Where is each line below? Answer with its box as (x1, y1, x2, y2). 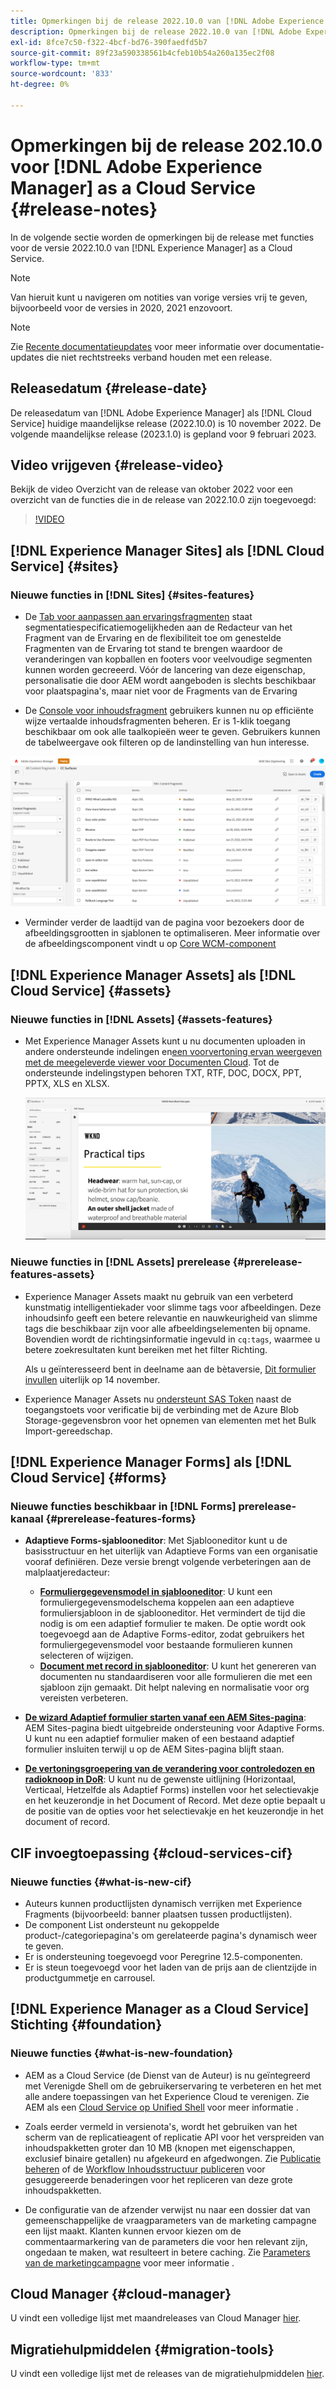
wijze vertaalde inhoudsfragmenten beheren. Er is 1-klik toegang (24, 715, 291, 727)
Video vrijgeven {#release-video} (10, 456, 224, 474)
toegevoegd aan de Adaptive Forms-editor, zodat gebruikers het (39, 1628, 305, 1640)
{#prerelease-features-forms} (45, 1511, 197, 1525)
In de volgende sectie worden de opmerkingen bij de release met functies (10, 231, 315, 243)
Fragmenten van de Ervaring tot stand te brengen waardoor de (24, 643, 283, 654)
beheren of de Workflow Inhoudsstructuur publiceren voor (24, 2163, 266, 2175)
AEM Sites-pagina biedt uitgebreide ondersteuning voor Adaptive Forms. (24, 1722, 325, 1734)
